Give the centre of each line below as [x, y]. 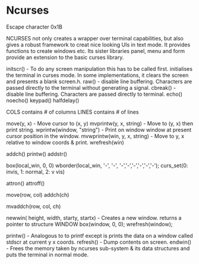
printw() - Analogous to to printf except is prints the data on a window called [99, 235]
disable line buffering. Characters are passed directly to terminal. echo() [94, 94]
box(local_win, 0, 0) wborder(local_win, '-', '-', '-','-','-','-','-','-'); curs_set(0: [97, 165]
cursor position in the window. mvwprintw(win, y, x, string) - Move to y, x [95, 136]
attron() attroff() [26, 183]
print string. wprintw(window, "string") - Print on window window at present [99, 130]
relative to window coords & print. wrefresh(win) [65, 142]
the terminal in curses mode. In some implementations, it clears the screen [97, 75]
